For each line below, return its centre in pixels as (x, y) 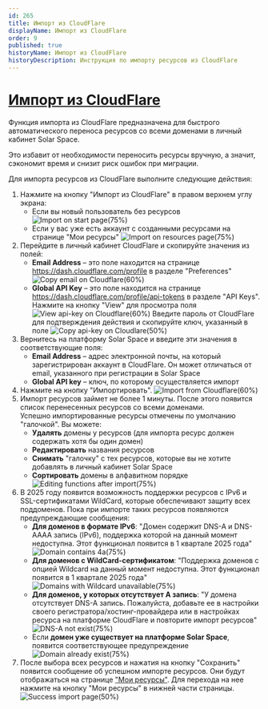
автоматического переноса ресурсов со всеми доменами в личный (125, 131)
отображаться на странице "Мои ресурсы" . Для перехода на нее (132, 679)
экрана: (33, 203)
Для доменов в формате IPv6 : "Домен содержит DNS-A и (132, 526)
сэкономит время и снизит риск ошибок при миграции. (104, 163)
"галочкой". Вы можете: (60, 424)
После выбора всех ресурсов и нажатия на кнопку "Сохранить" (130, 663)
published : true (35, 46)
